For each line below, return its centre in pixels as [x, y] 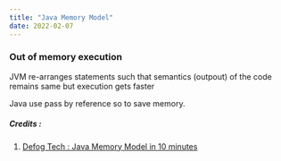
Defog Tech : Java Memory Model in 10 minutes [110, 146]
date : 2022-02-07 [41, 26]
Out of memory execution [66, 57]
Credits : [25, 124]
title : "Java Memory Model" [62, 17]
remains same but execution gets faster [82, 86]
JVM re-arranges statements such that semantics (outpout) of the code [140, 76]
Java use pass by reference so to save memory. [97, 103]
